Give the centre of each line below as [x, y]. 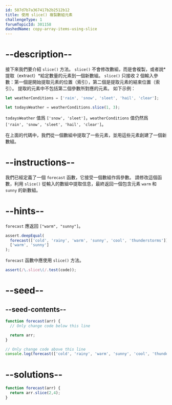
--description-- [39, 55]
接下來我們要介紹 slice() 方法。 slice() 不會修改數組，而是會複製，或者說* [86, 69]
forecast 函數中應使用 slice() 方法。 [45, 260]
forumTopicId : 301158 [28, 24]
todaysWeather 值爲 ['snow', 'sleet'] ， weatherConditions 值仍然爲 [77, 118]
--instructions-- [40, 162]
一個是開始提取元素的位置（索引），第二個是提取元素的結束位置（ [87, 82]
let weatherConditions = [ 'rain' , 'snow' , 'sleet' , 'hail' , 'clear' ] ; [82, 98]
